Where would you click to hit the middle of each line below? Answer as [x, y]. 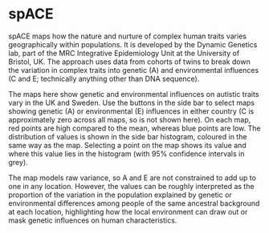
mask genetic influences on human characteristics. [93, 220]
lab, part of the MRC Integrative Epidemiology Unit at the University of [124, 53]
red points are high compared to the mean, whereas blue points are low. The [134, 128]
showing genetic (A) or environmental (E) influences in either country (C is [131, 111]
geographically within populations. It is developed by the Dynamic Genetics [133, 44]
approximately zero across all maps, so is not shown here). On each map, [130, 119]
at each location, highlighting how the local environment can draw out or [128, 211]
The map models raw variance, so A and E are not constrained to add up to [132, 178]
